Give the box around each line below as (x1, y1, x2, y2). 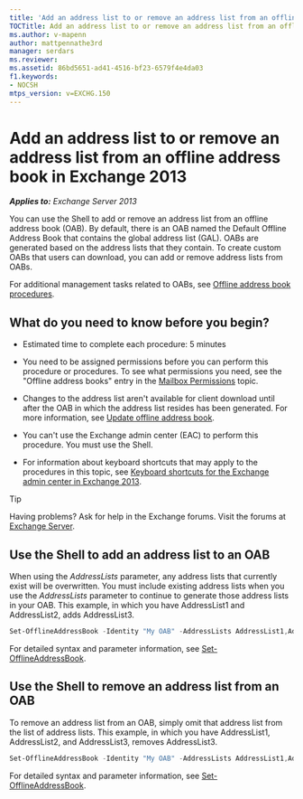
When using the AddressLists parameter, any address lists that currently (9, 571, 278, 582)
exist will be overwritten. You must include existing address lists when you (9, 580, 285, 592)
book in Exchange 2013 (9, 166, 188, 186)
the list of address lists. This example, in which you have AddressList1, (9, 727, 271, 738)
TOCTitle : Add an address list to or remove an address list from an (9, 22, 277, 31)
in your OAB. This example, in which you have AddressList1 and (9, 600, 245, 611)
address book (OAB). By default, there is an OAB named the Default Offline (9, 223, 287, 234)
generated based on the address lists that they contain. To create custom (9, 242, 281, 253)
